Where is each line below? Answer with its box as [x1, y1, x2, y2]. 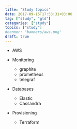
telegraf [19, 76, 35, 82]
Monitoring [12, 57, 34, 63]
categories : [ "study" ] [5, 20, 51, 26]
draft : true [5, 34, 29, 39]
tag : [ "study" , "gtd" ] [5, 16, 51, 21]
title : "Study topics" [5, 7, 51, 12]
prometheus [19, 71, 44, 77]
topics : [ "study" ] [5, 25, 42, 30]
